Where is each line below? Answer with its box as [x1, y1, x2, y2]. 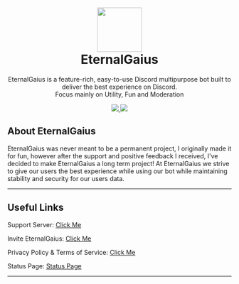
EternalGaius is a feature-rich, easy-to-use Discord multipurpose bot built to [8, 75, 231, 83]
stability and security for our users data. [7, 174, 124, 182]
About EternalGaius [7, 125, 96, 138]
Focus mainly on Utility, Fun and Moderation [55, 89, 184, 99]
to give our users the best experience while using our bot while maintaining [7, 167, 228, 175]
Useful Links [7, 202, 64, 214]
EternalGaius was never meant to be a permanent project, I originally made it [7, 144, 232, 153]
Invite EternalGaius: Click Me [7, 234, 92, 243]
